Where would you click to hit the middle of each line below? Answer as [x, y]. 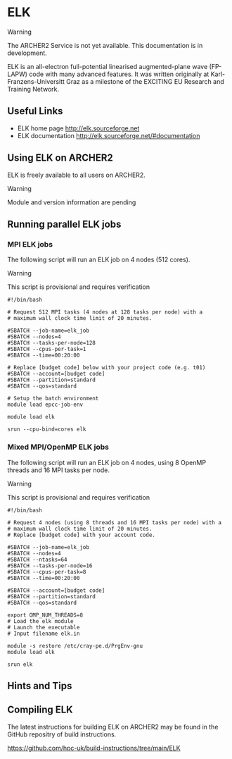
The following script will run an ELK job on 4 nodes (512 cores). [99, 260]
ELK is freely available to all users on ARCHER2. [76, 175]
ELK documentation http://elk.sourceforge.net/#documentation [109, 135]
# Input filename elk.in [44, 634]
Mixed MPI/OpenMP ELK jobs [58, 447]
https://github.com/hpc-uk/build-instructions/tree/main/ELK [94, 748]
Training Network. [33, 89]
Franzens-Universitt [36, 81]
